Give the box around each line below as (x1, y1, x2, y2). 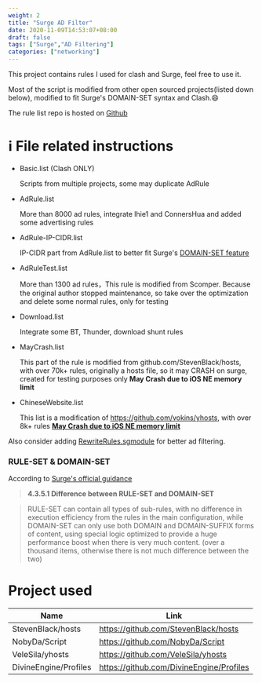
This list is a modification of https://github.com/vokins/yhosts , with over (19, 413, 252, 422)
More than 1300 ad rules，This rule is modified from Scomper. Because (19, 279, 251, 289)
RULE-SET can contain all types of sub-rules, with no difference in (27, 504, 242, 514)
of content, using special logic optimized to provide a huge (27, 529, 217, 539)
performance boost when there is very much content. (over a (27, 538, 225, 547)
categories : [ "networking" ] (8, 48, 100, 56)
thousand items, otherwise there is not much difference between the (27, 546, 249, 556)
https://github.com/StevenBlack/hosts (99, 623, 239, 634)
